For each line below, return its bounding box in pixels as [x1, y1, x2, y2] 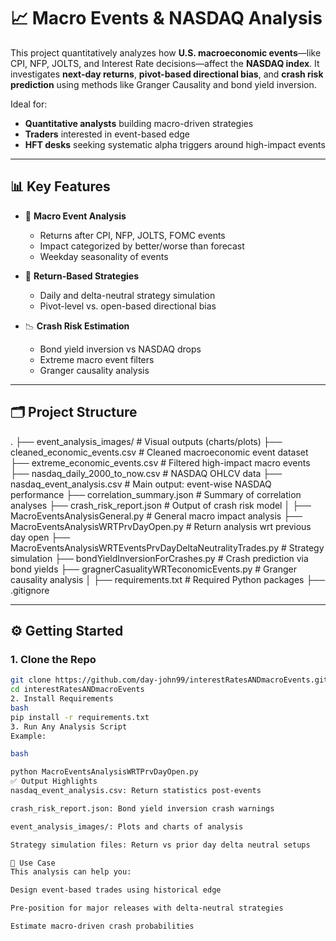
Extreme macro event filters [39, 353, 155, 365]
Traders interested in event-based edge [24, 128, 190, 140]
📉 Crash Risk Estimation [24, 320, 130, 332]
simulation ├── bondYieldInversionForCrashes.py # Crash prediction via [10, 552, 309, 564]
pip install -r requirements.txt [10, 712, 150, 722]
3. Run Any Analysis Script [10, 721, 128, 732]
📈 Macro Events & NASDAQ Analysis [10, 7, 323, 30]
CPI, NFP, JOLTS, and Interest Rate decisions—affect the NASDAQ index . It [10, 57, 320, 69]
